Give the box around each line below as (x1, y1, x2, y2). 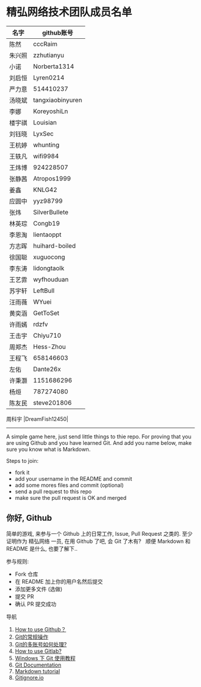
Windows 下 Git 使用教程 (14, 654, 76, 661)
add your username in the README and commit (14, 475, 133, 482)
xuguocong (33, 252, 66, 261)
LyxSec (33, 129, 54, 138)
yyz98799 (33, 197, 63, 205)
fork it (14, 469, 30, 476)
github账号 (42, 28, 74, 36)
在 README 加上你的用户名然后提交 (14, 578, 103, 585)
